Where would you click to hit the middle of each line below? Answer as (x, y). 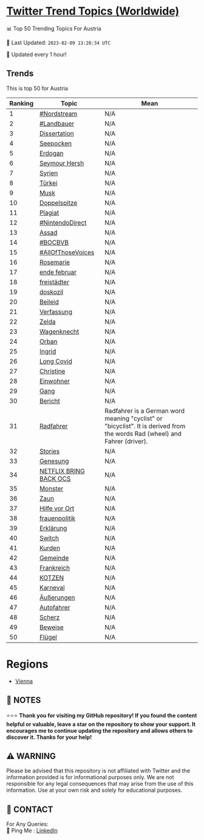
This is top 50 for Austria (37, 88)
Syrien (49, 173)
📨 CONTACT (30, 809)
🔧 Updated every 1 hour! (36, 54)
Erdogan (51, 153)
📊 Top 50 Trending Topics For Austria (54, 28)
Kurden (50, 548)
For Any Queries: (27, 824)
